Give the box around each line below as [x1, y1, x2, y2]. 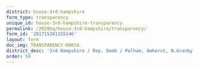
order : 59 [6, 53, 31, 59]
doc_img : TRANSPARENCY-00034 [6, 43, 80, 49]
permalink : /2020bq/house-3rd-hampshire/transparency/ [6, 25, 147, 32]
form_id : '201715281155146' [6, 31, 77, 37]
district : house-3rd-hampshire [6, 8, 85, 15]
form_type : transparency [6, 14, 69, 20]
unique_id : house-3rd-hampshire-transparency [6, 20, 122, 26]
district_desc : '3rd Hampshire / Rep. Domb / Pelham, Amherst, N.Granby [6, 48, 193, 54]
